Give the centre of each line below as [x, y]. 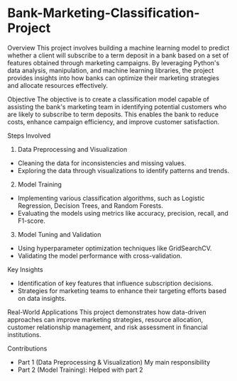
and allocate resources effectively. [58, 85]
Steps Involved [29, 136]
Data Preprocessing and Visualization [72, 149]
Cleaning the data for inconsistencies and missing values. [102, 163]
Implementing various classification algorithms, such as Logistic [111, 198]
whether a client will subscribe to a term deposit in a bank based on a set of [118, 55]
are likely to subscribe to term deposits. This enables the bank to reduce [113, 114]
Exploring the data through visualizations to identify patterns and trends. [123, 170]
